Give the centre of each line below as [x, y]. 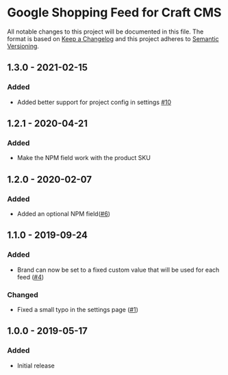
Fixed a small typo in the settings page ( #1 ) [77, 309]
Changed [23, 294]
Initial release [36, 365]
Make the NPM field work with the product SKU [84, 158]
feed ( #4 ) [30, 277]
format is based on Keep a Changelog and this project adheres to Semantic [113, 38]
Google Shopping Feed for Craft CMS [114, 13]
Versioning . [23, 46]
